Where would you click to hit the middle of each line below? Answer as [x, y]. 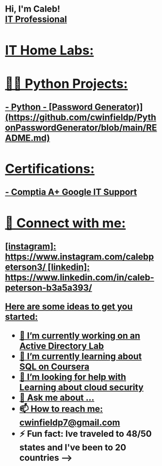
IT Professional [36, 19]
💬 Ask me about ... [57, 397]
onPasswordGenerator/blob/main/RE [81, 128]
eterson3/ [25, 267]
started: [21, 317]
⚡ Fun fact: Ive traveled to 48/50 [85, 434]
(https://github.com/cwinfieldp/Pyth [81, 117]
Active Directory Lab [62, 346]
